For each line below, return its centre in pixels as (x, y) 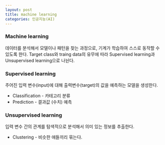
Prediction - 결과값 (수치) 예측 (42, 102)
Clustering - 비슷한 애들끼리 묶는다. (47, 137)
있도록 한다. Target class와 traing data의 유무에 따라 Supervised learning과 (80, 54)
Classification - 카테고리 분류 (41, 96)
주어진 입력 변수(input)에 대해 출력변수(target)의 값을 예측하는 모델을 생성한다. (82, 85)
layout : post (19, 10)
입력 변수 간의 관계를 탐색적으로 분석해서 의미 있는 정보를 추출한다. (70, 127)
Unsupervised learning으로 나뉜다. (40, 60)
